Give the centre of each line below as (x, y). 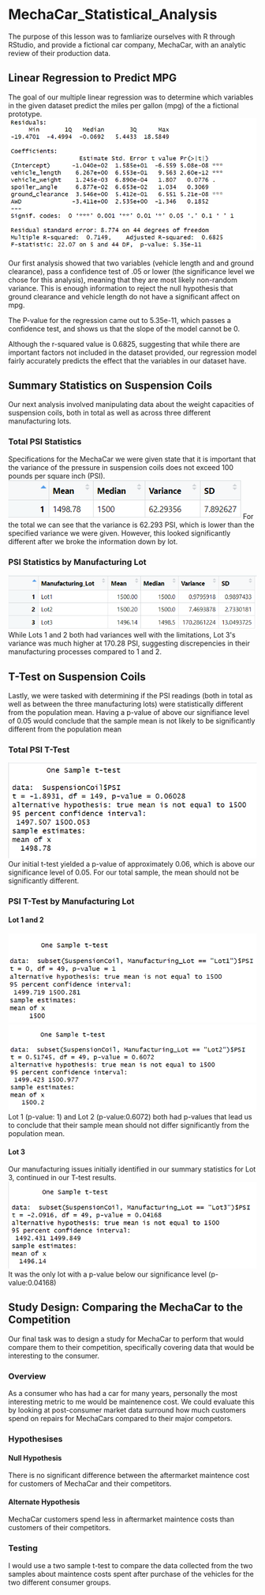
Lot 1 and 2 (26, 920)
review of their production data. (60, 53)
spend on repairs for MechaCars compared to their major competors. (120, 1419)
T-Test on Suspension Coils (77, 677)
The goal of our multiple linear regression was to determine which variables (131, 97)
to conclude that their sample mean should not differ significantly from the (129, 1125)
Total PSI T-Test (39, 750)
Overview (27, 1376)
